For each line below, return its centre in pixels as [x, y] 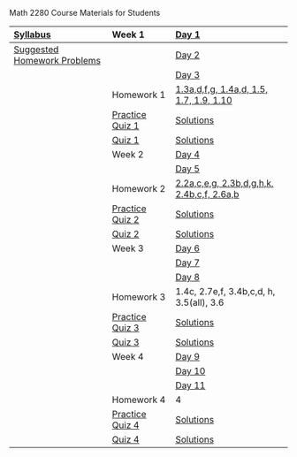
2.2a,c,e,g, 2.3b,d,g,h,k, [225, 183]
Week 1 [128, 34]
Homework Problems [57, 61]
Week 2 [128, 154]
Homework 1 [139, 95]
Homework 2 [139, 189]
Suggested [36, 50]
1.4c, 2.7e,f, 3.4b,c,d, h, [225, 291]
